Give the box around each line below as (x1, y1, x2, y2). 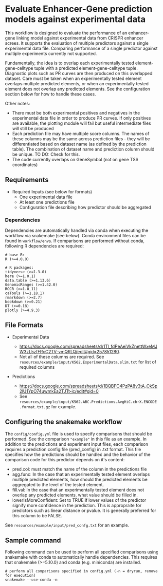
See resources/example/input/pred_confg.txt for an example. (5, 522, 129, 528)
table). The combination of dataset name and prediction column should (12, 146, 155, 152)
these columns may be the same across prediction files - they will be (12, 135, 150, 142)
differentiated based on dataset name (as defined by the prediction (12, 141, 147, 147)
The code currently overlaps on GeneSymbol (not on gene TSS (12, 156, 139, 162)
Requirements (5, 176, 49, 184)
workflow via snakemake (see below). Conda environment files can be (5, 233, 146, 239)
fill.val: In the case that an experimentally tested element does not (12, 487, 145, 492)
